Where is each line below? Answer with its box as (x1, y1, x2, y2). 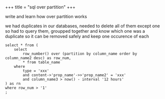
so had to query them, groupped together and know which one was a (5, 28, 145, 34)
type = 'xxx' (23, 68, 50, 73)
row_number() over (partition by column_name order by (23, 51, 137, 56)
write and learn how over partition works (5, 14, 87, 19)
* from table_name (23, 60, 60, 65)
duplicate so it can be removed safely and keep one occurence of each (5, 34, 149, 39)
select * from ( (5, 43, 38, 48)
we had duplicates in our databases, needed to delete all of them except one (5, 23, 161, 29)
